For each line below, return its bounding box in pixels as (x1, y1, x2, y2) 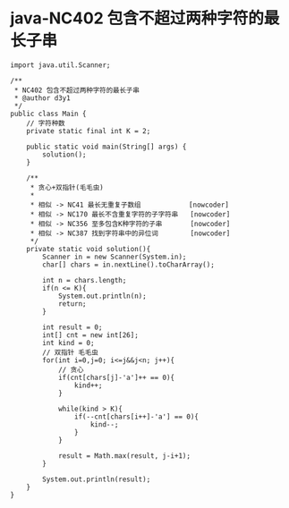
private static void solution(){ (26, 244, 151, 253)
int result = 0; (42, 323, 103, 332)
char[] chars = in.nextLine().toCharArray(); (42, 260, 216, 269)
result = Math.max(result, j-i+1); (57, 451, 191, 461)
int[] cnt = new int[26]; (42, 330, 140, 340)
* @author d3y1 (13, 93, 71, 103)
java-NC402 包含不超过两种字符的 (10, 8, 265, 29)
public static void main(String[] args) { (26, 142, 187, 151)
